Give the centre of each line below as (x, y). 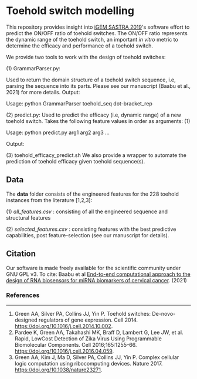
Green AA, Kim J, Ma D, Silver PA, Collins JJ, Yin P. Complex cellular (97, 357)
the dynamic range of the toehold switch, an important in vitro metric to (92, 39)
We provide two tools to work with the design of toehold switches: (86, 57)
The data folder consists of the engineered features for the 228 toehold (92, 194)
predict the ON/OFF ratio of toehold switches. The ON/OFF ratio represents (97, 33)
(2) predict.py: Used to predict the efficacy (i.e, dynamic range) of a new (94, 115)
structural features (28, 217)
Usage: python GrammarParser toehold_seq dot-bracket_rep (79, 103)
